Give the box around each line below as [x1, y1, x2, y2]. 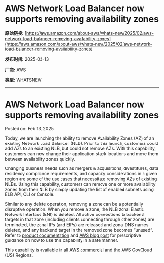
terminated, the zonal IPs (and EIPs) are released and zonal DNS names [5, 221, 149, 228]
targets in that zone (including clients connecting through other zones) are [5, 216, 155, 222]
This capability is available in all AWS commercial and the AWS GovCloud [5, 247, 152, 253]
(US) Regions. [5, 252, 33, 258]
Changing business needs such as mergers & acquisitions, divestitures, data [5, 165, 159, 171]
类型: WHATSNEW [5, 77, 42, 83]
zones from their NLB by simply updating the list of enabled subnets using [5, 186, 154, 192]
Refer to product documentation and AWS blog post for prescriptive [5, 232, 141, 238]
